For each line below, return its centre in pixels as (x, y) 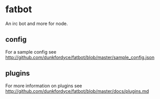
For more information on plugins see (44, 86)
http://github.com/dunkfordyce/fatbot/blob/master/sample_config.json (80, 57)
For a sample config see (31, 52)
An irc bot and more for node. (37, 23)
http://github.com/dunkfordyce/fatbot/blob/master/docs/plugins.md (77, 91)
